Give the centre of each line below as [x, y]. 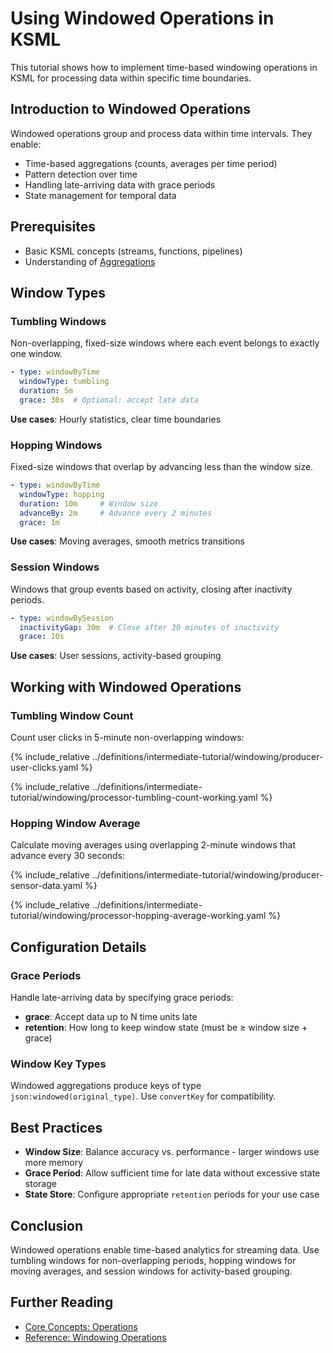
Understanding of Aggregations [90, 261]
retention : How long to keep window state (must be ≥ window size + [166, 1028]
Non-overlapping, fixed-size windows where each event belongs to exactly [165, 343]
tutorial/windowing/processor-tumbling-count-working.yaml [134, 798]
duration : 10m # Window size [89, 503]
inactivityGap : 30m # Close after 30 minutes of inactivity [149, 627]
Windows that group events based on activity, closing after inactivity [151, 589]
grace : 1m [39, 522]
